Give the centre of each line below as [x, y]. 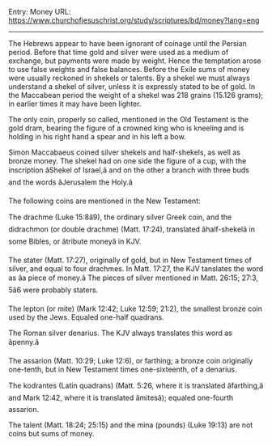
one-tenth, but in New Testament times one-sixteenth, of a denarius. [123, 369]
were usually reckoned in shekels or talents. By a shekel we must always [130, 78]
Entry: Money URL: [40, 12]
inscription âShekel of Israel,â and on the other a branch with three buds [129, 170]
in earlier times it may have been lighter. [75, 104]
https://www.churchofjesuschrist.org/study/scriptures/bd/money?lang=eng [134, 20]
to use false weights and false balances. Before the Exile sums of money [129, 69]
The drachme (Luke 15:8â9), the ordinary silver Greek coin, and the [120, 217]
